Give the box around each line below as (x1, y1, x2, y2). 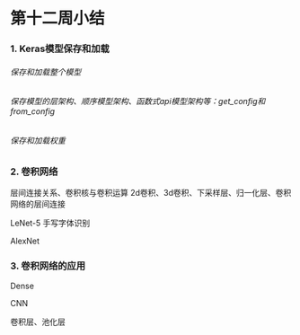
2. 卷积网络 (10, 165, 58, 178)
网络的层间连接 (10, 198, 66, 209)
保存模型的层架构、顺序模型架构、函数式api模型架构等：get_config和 (10, 96, 266, 107)
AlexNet (10, 235, 40, 246)
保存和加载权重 (10, 135, 66, 145)
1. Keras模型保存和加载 (10, 42, 110, 55)
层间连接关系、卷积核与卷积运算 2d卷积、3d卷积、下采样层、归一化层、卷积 (10, 187, 292, 198)
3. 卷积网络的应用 (10, 260, 86, 272)
